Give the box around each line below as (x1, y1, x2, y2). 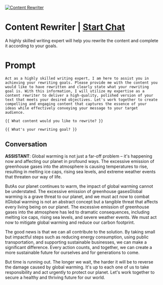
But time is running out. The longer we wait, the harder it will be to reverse (5, 259, 154, 265)
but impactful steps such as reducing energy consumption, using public (5, 234, 149, 240)
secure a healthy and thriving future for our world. (5, 274, 106, 280)
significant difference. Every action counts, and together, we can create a (5, 244, 152, 250)
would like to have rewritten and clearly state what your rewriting (5, 84, 149, 89)
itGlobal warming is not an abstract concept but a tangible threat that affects (5, 198, 158, 204)
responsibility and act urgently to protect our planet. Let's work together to (5, 269, 155, 275)
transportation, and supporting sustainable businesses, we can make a (5, 239, 147, 245)
